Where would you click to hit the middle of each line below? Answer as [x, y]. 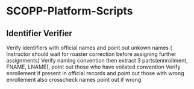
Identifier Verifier [39, 33]
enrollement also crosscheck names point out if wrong [74, 80]
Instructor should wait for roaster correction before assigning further [91, 54]
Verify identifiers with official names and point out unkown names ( [89, 48]
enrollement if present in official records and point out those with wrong [95, 73]
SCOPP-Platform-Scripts [70, 11]
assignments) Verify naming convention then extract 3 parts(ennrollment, [97, 60]
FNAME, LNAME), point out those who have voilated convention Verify [93, 67]
